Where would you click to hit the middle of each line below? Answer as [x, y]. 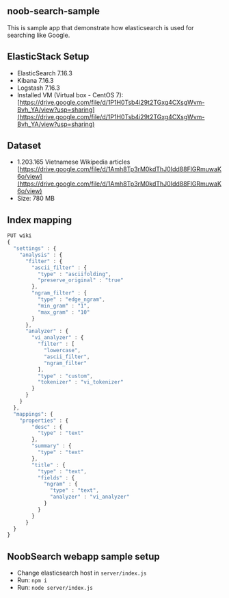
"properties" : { [44, 421]
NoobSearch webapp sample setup [84, 557]
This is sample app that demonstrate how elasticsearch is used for [100, 27]
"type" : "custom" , [65, 376]
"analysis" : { [41, 255]
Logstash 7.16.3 [38, 88]
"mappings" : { [33, 414]
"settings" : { [35, 249]
